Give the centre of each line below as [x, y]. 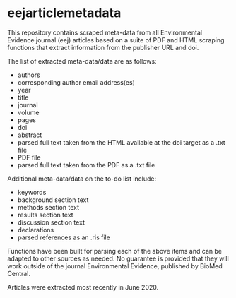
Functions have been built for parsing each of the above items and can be [115, 251]
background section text [53, 200]
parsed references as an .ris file [64, 237]
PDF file [29, 157]
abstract [30, 135]
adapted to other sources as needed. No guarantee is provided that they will [118, 258]
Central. [19, 273]
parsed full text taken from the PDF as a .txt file [86, 165]
